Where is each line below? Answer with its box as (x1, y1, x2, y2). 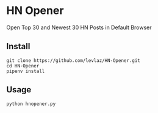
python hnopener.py (6, 101, 56, 107)
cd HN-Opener (6, 63, 40, 69)
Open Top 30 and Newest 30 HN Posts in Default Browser (6, 24, 152, 31)
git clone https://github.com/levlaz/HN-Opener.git (6, 57, 140, 64)
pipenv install (6, 68, 45, 74)
